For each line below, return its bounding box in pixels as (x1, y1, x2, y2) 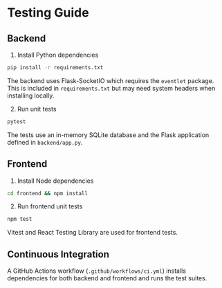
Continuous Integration (7, 248, 109, 260)
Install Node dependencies (17, 177, 94, 185)
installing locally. (7, 91, 55, 100)
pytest (7, 118, 26, 125)
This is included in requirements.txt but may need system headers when (7, 84, 216, 92)
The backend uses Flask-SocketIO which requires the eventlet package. (7, 76, 214, 84)
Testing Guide (7, 5, 89, 21)
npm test (7, 216, 33, 223)
